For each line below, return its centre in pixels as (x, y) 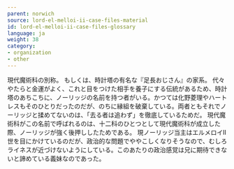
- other (19, 59)
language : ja (26, 33)
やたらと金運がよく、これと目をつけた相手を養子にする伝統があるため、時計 (117, 89)
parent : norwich (31, 14)
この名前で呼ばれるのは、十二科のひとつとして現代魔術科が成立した (123, 124)
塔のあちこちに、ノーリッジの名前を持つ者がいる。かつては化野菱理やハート (117, 97)
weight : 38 (23, 40)
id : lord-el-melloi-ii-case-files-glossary (72, 27)
